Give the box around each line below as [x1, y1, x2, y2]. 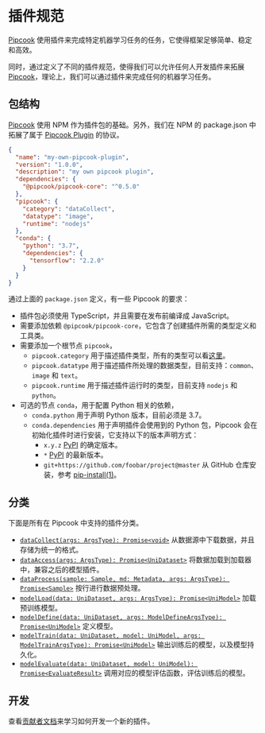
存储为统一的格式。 [19, 545, 83, 555]
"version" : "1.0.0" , [15, 161, 83, 169]
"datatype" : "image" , [22, 212, 94, 220]
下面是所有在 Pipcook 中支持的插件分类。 [8, 518, 144, 528]
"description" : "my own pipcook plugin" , [15, 168, 155, 176]
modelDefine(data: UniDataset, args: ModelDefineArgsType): [19, 614, 223, 622]
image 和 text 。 [31, 370, 82, 380]
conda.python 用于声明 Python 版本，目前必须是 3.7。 [31, 410, 206, 420]
